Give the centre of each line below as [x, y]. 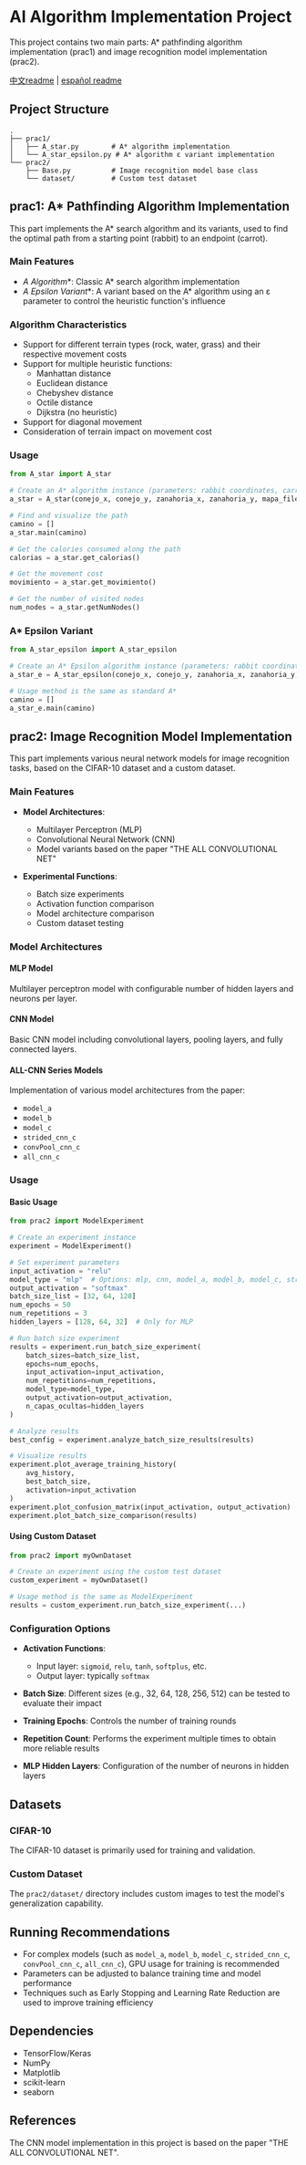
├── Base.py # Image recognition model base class [142, 171]
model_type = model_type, [71, 1390]
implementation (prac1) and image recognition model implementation [138, 51]
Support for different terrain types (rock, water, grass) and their [142, 345]
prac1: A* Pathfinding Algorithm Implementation [149, 207]
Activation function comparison [95, 903]
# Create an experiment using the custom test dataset [116, 1572]
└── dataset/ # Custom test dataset [112, 178]
